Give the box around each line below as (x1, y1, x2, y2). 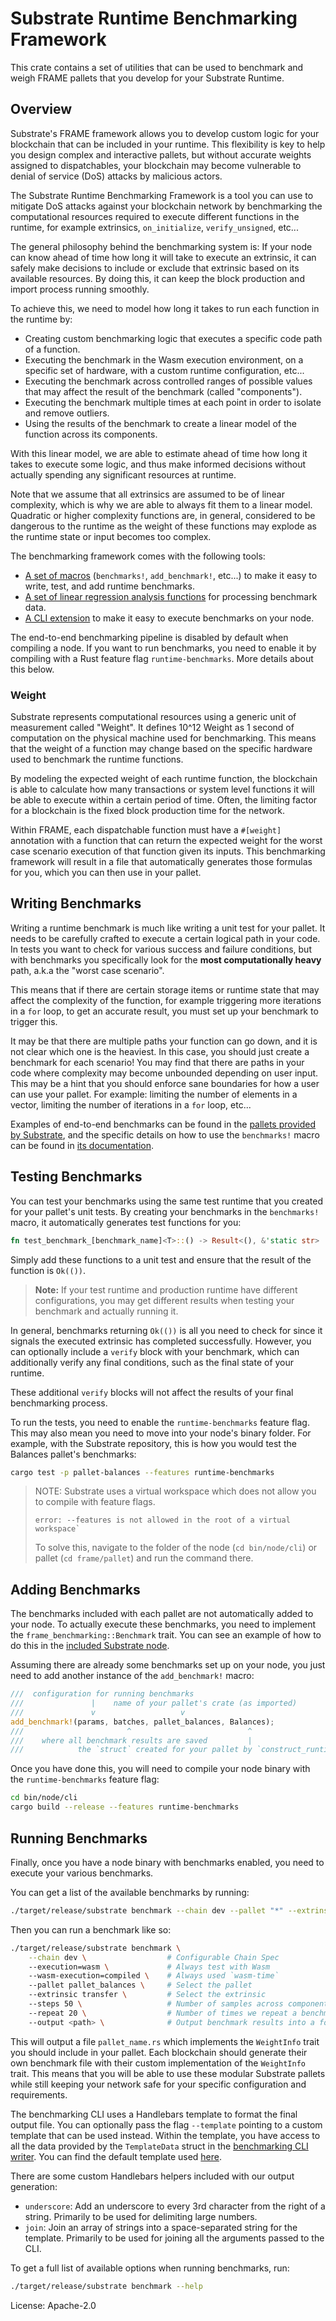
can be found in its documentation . (10, 1139, 154, 1151)
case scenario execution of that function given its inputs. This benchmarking (10, 845, 326, 857)
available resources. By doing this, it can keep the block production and (10, 272, 305, 284)
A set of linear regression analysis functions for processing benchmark (24, 590, 318, 602)
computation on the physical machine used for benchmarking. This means (10, 732, 317, 744)
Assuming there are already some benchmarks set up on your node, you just (10, 1659, 326, 1671)
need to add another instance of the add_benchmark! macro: (10, 1670, 255, 1682)
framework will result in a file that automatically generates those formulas (10, 856, 313, 868)
